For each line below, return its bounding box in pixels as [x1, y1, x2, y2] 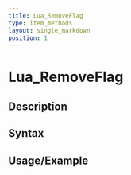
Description [8, 99, 67, 113]
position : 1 [8, 33, 48, 42]
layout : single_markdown [8, 26, 91, 34]
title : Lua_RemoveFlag [8, 11, 83, 20]
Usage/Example [8, 154, 89, 167]
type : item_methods [8, 19, 73, 27]
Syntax [8, 126, 44, 140]
